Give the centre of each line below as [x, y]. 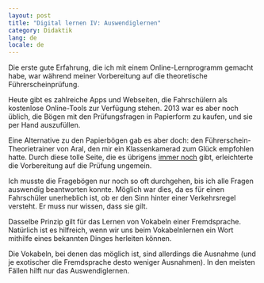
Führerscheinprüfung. [44, 85]
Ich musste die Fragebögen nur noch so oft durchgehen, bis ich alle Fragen [131, 181]
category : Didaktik [40, 30]
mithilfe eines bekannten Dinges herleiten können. [90, 239]
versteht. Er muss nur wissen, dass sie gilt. [78, 206]
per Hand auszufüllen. [44, 125]
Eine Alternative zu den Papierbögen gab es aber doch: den [106, 140]
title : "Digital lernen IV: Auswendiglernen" [84, 23]
